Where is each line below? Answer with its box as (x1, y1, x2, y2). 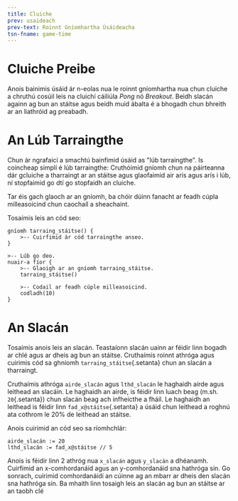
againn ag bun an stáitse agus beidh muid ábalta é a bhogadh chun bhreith (7, 100, 227, 108)
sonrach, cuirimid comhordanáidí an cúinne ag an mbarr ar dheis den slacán (7, 472, 231, 480)
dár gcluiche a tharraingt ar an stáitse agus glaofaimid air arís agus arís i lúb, (7, 171, 231, 180)
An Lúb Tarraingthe (7, 133, 124, 148)
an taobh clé (7, 487, 44, 495)
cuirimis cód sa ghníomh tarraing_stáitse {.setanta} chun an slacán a (7, 358, 212, 367)
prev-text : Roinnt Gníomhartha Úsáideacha (7, 24, 135, 31)
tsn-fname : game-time (7, 30, 72, 38)
